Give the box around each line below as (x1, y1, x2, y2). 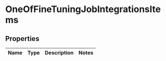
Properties (5, 34, 40, 43)
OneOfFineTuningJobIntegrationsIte (5, 4, 161, 15)
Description (45, 49, 74, 56)
